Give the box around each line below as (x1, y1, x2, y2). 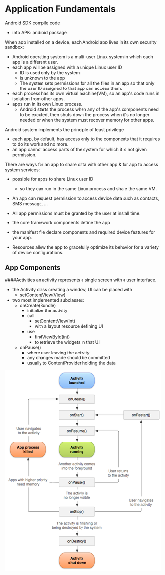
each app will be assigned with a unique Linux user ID (12, 64, 122, 70)
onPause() (19, 344, 41, 350)
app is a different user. (12, 59, 58, 65)
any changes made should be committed (27, 354, 110, 360)
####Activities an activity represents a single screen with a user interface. (5, 277, 157, 283)
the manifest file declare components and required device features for (12, 229, 156, 235)
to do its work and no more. (12, 141, 69, 147)
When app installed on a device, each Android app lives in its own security (5, 39, 157, 45)
